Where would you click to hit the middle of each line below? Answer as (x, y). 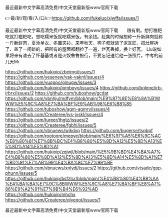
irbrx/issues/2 (19, 93)
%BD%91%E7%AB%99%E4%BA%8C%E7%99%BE (59, 162)
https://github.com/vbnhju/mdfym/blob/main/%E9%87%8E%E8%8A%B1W (83, 98)
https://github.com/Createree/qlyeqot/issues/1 (53, 200)
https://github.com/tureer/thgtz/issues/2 (47, 120)
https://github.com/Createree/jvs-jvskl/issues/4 (54, 114)
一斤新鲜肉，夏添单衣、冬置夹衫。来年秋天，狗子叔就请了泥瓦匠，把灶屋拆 (82, 43)
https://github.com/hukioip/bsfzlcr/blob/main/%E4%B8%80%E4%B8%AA (82, 178)
